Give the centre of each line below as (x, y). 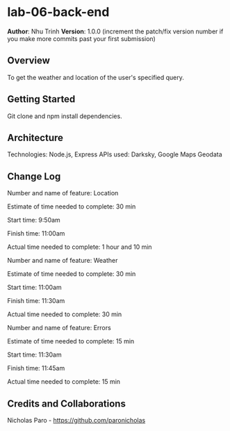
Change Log (34, 176)
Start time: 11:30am (34, 355)
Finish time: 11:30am (36, 301)
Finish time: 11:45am (36, 368)
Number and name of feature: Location (63, 193)
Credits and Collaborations (67, 404)
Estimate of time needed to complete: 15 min (71, 341)
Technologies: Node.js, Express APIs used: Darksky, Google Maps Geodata (115, 154)
